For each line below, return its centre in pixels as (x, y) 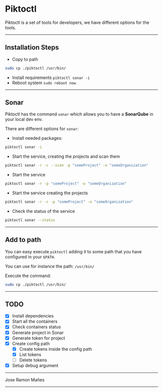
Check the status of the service (43, 211)
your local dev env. (24, 119)
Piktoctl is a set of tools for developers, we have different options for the (77, 22)
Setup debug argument (35, 365)
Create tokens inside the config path (56, 349)
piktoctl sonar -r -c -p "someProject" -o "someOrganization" (69, 202)
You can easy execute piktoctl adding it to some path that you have (73, 251)
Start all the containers (35, 321)
